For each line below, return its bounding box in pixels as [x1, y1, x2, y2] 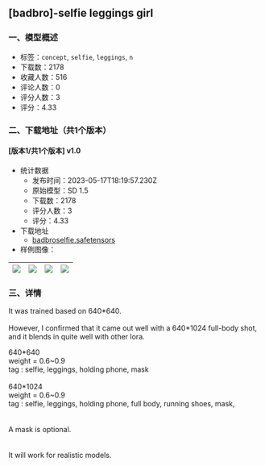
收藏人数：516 [19, 72, 68, 81]
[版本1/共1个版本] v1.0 [8, 146, 81, 156]
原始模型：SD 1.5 [31, 185, 89, 195]
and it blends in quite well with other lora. [8, 332, 145, 342]
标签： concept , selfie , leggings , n [19, 52, 134, 61]
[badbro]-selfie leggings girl [8, 6, 154, 20]
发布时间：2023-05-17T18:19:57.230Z [31, 175, 157, 185]
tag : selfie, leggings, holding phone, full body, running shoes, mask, [8, 399, 235, 409]
